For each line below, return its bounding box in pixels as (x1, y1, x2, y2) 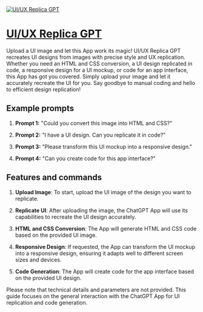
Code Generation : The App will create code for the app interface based (15, 268, 195, 275)
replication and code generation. (6, 299, 88, 306)
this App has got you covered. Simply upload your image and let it (6, 73, 171, 80)
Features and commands (6, 172, 102, 183)
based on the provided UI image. (15, 231, 97, 239)
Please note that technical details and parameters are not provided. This (6, 286, 187, 293)
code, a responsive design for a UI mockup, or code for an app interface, (6, 66, 188, 73)
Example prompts (6, 103, 75, 114)
